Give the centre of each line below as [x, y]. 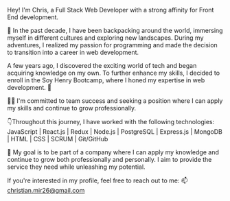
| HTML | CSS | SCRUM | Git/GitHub [58, 139]
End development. [33, 17]
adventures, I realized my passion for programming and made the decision [112, 45]
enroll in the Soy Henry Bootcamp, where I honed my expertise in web [106, 80]
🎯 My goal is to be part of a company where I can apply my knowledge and [113, 152]
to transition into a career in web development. [73, 52]
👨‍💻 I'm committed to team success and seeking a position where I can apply [115, 101]
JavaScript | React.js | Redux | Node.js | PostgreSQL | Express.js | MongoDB [115, 132]
